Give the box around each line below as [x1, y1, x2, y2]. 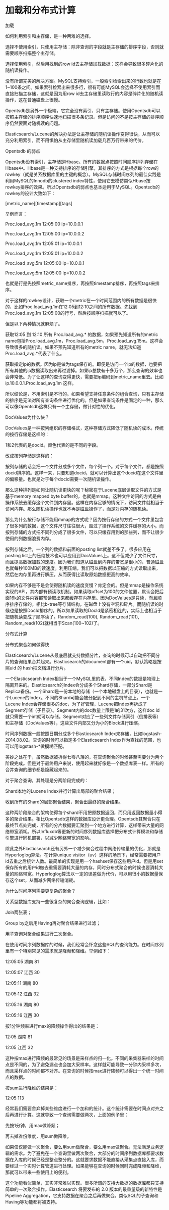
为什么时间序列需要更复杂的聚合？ [5, 888, 76, 894]
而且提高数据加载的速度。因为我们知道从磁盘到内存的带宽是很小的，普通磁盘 [5, 559, 164, 565]
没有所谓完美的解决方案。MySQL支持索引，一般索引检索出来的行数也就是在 [5, 78, 162, 84]
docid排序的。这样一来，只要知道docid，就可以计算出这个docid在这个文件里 [5, 469, 163, 475]
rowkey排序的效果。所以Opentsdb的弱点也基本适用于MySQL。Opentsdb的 [5, 184, 160, 190]
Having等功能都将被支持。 [5, 1198, 60, 1205]
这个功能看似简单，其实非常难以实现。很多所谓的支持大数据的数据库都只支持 [5, 1180, 164, 1186]
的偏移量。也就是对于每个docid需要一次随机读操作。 [5, 476, 114, 482]
